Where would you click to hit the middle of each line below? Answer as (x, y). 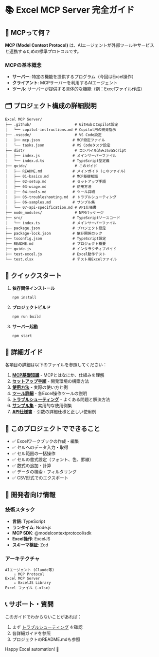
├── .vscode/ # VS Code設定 (53, 135)
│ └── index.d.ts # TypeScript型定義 (57, 161)
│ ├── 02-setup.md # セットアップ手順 (55, 182)
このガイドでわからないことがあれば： (43, 617)
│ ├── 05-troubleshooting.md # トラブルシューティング (61, 197)
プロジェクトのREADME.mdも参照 (46, 639)
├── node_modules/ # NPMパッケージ (54, 213)
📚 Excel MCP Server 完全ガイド (70, 10)
